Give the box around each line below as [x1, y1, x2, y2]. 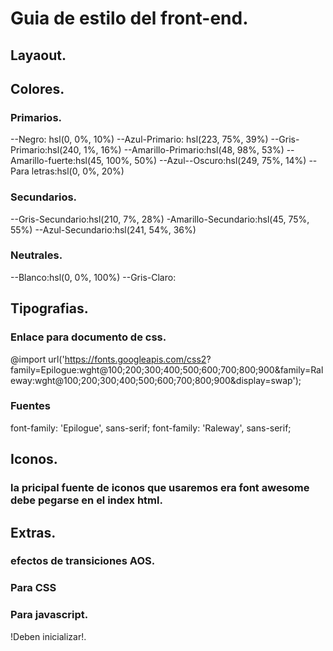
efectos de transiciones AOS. [10, 554, 156, 568]
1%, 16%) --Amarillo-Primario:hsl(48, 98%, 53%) [83, 144, 285, 156]
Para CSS [10, 581, 57, 595]
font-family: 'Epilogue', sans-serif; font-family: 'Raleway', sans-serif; [10, 422, 292, 434]
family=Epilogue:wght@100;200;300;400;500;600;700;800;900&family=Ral [10, 363, 324, 376]
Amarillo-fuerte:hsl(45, [10, 155, 105, 167]
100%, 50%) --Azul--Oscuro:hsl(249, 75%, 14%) [106, 155, 307, 167]
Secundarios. [10, 190, 78, 204]
